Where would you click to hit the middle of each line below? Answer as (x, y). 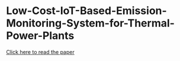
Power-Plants (40, 36)
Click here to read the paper (41, 52)
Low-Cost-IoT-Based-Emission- (86, 11)
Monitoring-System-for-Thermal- (90, 23)
